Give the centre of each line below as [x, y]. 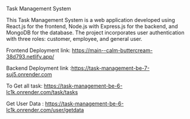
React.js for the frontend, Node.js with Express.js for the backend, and [92, 26]
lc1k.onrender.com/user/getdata [45, 110]
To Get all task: [24, 86]
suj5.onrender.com [29, 74]
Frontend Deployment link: [39, 50]
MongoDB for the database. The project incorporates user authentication [95, 33]
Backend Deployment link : [39, 68]
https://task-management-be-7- [110, 68]
